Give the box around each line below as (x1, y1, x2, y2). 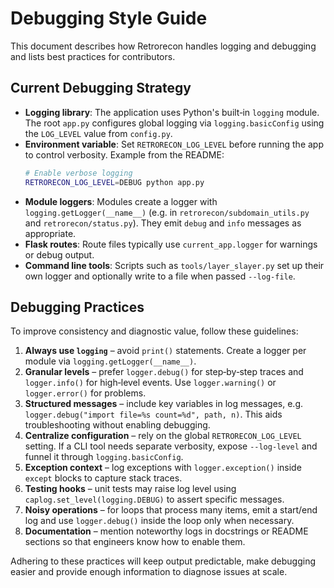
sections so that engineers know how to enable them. (24, 536, 246, 548)
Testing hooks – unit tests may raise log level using (24, 483, 237, 495)
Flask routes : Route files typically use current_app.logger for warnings (24, 238, 318, 250)
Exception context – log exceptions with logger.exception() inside (24, 462, 302, 474)
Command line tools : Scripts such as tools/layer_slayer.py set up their (24, 259, 325, 271)
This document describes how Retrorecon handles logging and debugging (10, 40, 317, 52)
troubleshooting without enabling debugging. (24, 419, 211, 431)
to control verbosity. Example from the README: (24, 148, 225, 161)
